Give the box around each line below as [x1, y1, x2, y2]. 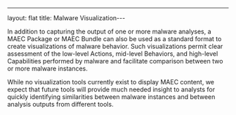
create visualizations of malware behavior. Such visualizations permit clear [7, 43, 223, 50]
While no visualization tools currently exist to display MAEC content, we [7, 78, 215, 86]
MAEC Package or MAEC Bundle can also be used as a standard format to [7, 35, 222, 43]
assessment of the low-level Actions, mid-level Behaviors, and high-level [7, 49, 218, 58]
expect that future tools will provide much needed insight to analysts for [7, 85, 216, 93]
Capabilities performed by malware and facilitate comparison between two [7, 57, 223, 65]
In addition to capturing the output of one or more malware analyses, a [7, 27, 212, 36]
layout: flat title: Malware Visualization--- [7, 14, 126, 22]
